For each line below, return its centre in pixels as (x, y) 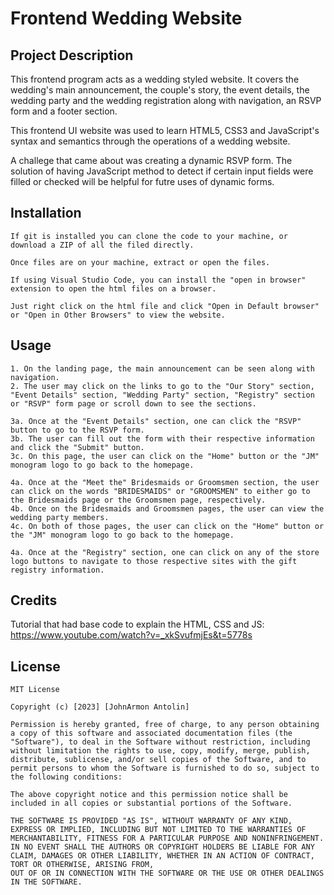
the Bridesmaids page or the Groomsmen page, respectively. (138, 500)
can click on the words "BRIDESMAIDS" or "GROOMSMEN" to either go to (160, 491)
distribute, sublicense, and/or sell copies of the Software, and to (158, 760)
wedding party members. (60, 517)
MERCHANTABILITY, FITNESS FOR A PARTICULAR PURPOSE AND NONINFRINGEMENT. (167, 838)
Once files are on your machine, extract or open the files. (140, 262)
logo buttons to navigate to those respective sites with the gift (154, 561)
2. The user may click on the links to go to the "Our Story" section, (162, 386)
